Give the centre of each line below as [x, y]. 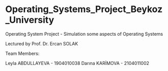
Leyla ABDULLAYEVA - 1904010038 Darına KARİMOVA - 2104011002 [77, 63]
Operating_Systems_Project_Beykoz [84, 9]
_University [30, 20]
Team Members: [22, 53]
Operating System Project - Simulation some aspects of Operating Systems [84, 34]
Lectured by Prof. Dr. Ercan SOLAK [42, 43]
